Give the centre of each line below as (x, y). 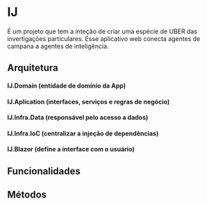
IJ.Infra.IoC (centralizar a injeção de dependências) (83, 133)
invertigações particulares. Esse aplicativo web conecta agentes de (104, 38)
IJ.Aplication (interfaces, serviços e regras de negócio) (89, 101)
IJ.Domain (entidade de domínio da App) (67, 85)
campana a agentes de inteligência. (58, 46)
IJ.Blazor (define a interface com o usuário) (71, 149)
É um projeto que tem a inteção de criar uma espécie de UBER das (102, 31)
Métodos (27, 195)
